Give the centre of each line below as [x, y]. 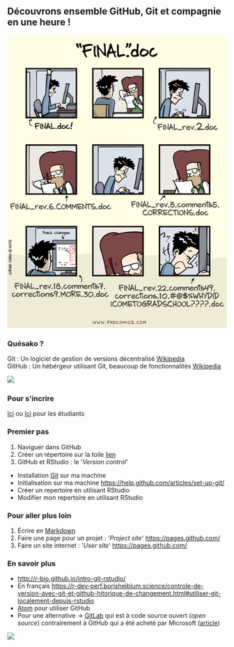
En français [33, 586]
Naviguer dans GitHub [49, 447]
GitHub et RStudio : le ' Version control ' [72, 462]
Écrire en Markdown [46, 531]
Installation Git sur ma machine [62, 475]
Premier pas [28, 432]
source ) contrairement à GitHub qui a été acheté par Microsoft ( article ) [119, 623]
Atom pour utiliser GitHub [54, 608]
